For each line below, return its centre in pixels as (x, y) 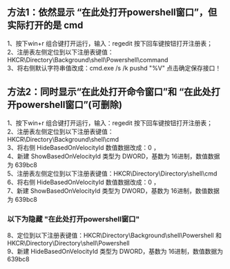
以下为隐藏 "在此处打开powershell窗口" (74, 219)
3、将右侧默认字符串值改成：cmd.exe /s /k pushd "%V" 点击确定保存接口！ (114, 68)
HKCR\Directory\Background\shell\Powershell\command (88, 59)
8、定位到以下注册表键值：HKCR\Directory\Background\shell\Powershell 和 (115, 235)
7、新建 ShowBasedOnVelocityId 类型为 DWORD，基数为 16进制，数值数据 (113, 191)
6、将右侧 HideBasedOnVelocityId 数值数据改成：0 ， (84, 182)
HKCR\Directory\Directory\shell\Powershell (68, 243)
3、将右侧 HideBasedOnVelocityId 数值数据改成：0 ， (84, 147)
